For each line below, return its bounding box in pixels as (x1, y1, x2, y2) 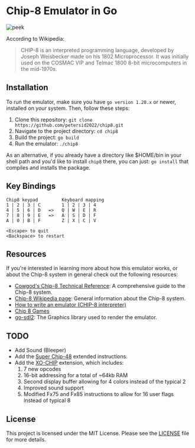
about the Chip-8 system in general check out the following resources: (6, 271, 178, 278)
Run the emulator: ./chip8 (14, 140, 79, 147)
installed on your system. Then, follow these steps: (6, 105, 130, 112)
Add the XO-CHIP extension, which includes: (14, 359, 124, 366)
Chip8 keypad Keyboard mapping (6, 197, 105, 203)
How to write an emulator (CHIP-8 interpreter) (14, 301, 126, 309)
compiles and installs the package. (6, 164, 90, 171)
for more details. (6, 436, 46, 443)
